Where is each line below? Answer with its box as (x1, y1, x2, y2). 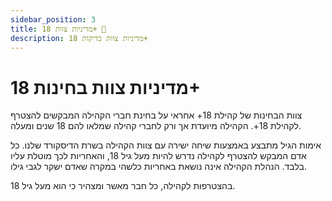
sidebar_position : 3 (10, 14, 97, 25)
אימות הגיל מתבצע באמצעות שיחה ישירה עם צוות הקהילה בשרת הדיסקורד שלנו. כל (10, 139, 322, 151)
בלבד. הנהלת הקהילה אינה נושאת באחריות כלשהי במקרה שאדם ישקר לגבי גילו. (10, 161, 307, 173)
